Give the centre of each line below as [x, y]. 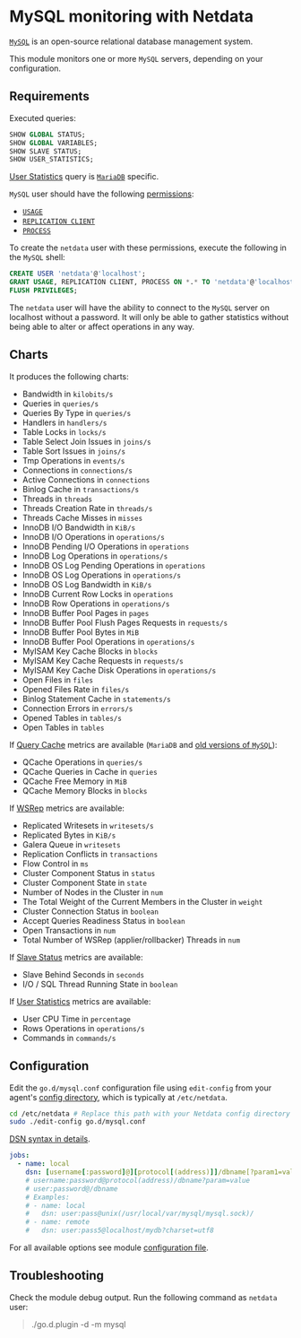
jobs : [19, 1156]
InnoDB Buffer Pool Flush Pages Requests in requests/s [125, 622]
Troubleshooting [57, 1276]
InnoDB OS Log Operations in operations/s [102, 575]
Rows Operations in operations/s [83, 1028]
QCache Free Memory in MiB [74, 781]
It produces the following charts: [69, 376]
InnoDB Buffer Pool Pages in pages [86, 613]
